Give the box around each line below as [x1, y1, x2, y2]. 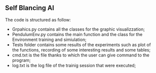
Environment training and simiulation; [12, 36, 87, 42]
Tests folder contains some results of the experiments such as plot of [12, 41, 151, 48]
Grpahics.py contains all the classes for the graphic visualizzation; [12, 26, 145, 32]
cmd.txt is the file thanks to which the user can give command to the [12, 52, 150, 58]
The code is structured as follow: [5, 17, 71, 22]
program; [12, 57, 31, 63]
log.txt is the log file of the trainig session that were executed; [12, 62, 136, 68]
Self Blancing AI [5, 4, 54, 12]
